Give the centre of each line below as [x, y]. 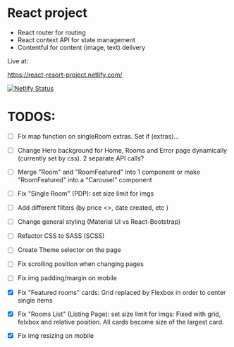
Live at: [18, 61]
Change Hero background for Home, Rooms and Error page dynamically [122, 150]
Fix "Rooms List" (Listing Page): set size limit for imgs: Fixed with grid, [119, 314]
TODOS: [31, 117]
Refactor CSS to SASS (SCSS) [61, 236]
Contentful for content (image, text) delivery [81, 47]
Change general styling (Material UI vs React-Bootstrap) [99, 222]
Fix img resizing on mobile [55, 335]
